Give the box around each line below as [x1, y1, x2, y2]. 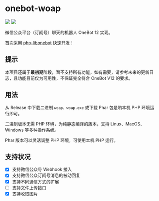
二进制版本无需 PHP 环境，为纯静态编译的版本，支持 [5, 121, 110, 126]
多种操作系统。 [29, 127, 59, 133]
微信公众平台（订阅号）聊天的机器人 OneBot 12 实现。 [5, 30, 113, 35]
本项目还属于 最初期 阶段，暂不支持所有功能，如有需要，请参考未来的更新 [5, 69, 149, 75]
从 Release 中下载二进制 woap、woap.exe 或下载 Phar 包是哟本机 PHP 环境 [5, 105, 150, 110]
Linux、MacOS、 [111, 121, 144, 126]
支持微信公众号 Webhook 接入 [12, 167, 72, 172]
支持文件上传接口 [12, 185, 47, 190]
